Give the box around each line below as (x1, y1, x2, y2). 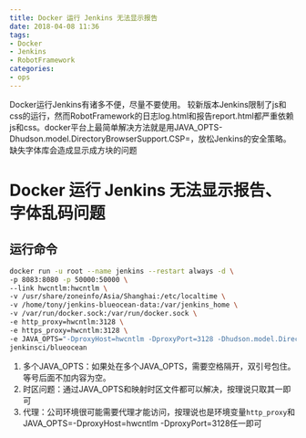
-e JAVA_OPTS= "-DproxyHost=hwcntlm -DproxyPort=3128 (9, 334, 214, 343)
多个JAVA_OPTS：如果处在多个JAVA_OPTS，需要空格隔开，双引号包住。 (22, 360, 296, 371)
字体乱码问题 (9, 203, 107, 224)
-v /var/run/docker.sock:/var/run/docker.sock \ (9, 309, 198, 318)
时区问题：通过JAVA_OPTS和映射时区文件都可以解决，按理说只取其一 (22, 383, 284, 394)
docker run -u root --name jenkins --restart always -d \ (9, 266, 234, 276)
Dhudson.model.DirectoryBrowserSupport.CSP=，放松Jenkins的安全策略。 (9, 133, 291, 144)
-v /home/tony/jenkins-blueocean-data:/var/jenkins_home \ (9, 300, 239, 310)
